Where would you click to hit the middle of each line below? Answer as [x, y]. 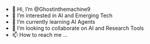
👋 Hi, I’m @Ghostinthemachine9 [51, 9]
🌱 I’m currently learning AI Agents [53, 22]
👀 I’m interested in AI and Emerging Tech [62, 15]
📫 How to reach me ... [40, 35]
